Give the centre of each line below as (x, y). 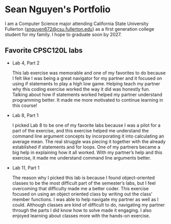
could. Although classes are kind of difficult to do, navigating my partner (88, 205)
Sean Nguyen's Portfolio (58, 9)
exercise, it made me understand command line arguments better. (82, 158)
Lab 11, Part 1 (26, 168)
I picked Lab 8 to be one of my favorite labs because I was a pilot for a (86, 125)
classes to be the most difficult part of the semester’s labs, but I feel (84, 183)
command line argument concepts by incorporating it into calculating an (88, 136)
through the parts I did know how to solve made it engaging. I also (82, 210)
